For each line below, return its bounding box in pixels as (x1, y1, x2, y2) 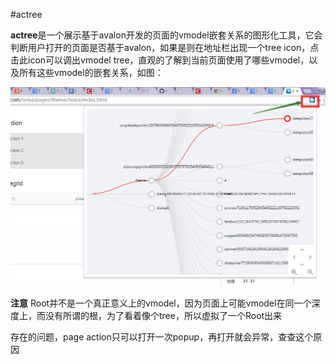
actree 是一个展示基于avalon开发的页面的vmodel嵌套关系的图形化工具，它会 (10, 29, 323, 41)
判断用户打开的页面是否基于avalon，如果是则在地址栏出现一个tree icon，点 (10, 42, 320, 53)
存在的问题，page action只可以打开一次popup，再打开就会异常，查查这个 (10, 331, 314, 343)
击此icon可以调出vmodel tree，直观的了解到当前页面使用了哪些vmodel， (10, 54, 310, 66)
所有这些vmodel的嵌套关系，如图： (18, 67, 164, 78)
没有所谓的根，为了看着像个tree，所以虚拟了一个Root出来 (44, 310, 283, 322)
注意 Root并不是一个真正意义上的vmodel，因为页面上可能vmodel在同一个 (10, 297, 312, 309)
